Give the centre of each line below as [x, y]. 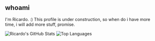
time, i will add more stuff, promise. [40, 24]
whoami [17, 8]
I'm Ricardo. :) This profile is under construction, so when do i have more [78, 19]
